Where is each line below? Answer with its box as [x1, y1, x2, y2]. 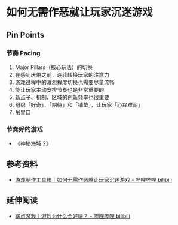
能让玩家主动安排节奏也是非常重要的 [14, 86, 105, 93]
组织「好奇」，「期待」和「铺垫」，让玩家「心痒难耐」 [14, 101, 143, 108]
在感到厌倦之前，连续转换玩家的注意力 [14, 71, 109, 78]
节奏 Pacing [6, 49, 41, 57]
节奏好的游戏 [6, 125, 44, 133]
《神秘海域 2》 [14, 140, 52, 147]
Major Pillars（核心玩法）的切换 [14, 64, 93, 71]
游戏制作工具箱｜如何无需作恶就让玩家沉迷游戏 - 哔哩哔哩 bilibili [14, 176, 172, 183]
